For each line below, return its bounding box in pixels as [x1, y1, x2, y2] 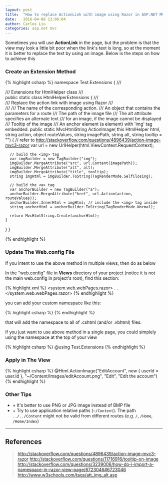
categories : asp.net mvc [5, 26, 57, 31]
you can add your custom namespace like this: [5, 300, 101, 306]
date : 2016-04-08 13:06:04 [5, 17, 66, 22]
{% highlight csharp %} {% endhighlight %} [5, 309, 95, 315]
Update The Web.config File [5, 249, 75, 256]
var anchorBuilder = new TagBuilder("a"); [9, 187, 99, 192]
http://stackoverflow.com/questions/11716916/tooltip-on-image [29, 456, 159, 462]
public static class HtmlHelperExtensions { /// [5, 95, 98, 101]
